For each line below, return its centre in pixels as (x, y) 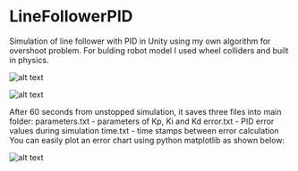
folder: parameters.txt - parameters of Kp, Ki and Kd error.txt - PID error (142, 121)
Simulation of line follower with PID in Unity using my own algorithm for (140, 41)
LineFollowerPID (71, 16)
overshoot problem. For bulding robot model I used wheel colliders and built (149, 50)
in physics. (29, 60)
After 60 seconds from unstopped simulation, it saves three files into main (145, 111)
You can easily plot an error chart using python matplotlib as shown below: (147, 140)
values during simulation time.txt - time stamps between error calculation (144, 130)
